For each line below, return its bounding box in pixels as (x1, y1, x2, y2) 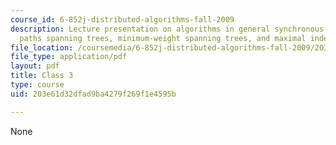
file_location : (10, 42, 74, 53)
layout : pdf (10, 61, 60, 71)
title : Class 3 (10, 71, 74, 81)
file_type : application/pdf (10, 52, 128, 62)
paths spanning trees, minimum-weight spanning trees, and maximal (19, 33, 307, 43)
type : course (10, 80, 65, 90)
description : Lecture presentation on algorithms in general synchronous (10, 24, 325, 34)
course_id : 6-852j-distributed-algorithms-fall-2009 (10, 14, 235, 25)
